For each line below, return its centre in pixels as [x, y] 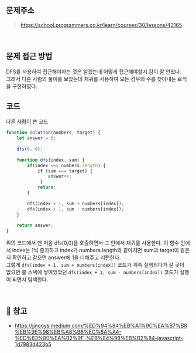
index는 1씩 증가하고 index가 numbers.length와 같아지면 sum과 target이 [96, 250]
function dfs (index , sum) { [51, 160]
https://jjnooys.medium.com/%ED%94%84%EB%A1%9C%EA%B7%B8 [101, 325]
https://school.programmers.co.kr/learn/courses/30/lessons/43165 [101, 25]
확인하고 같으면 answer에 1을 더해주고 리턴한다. [66, 257]
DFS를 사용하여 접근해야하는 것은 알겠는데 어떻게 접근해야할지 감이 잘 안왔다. [94, 72]
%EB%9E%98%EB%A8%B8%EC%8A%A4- [68, 332]
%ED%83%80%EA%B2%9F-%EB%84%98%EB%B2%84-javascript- [99, 338]
